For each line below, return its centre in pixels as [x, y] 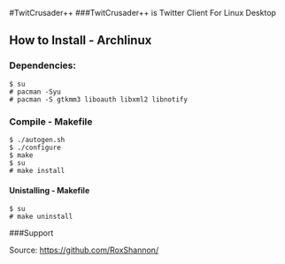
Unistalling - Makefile [50, 190]
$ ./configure [35, 147]
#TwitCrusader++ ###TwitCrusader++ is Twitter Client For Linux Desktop [143, 13]
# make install [37, 170]
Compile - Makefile [51, 121]
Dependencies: [43, 65]
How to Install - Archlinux [81, 40]
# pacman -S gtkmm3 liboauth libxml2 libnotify [99, 99]
